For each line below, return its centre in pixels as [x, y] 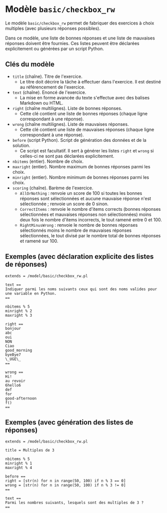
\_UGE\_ [13, 359]
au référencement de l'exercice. [53, 87]
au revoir [15, 381]
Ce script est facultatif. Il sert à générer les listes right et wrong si [87, 150]
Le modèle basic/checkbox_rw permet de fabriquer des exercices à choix [80, 23]
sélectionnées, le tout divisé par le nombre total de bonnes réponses [90, 235]
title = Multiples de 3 [30, 451]
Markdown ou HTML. [41, 103]
